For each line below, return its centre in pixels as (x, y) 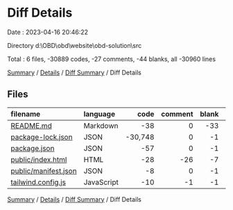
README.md (31, 125)
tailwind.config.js (38, 182)
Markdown (101, 125)
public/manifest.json (44, 170)
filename (26, 114)
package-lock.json (42, 137)
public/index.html (39, 159)
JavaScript (101, 182)
